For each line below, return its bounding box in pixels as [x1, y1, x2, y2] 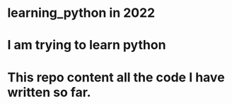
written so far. [7, 84, 91, 100]
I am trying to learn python [7, 37, 166, 53]
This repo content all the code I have [7, 69, 225, 85]
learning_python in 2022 [7, 5, 156, 21]
